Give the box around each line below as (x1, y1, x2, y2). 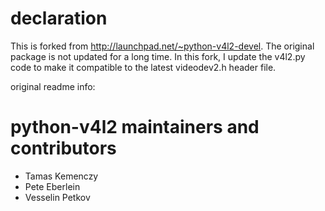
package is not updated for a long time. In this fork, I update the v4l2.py (10, 50, 306, 62)
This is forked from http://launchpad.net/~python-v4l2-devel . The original (10, 40, 315, 52)
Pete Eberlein (24, 180, 81, 192)
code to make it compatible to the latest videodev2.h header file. (10, 61, 277, 73)
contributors (10, 137, 117, 160)
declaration (10, 7, 108, 30)
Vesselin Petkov (24, 191, 91, 203)
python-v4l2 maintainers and (10, 116, 260, 139)
